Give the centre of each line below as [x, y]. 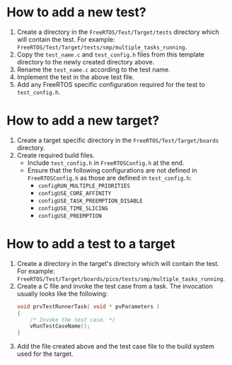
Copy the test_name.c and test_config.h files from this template [110, 54]
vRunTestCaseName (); [60, 326]
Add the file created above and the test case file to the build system [116, 347]
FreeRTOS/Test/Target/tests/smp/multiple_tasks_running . [102, 47]
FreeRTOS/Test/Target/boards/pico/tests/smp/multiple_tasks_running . [121, 278]
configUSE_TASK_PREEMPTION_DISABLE [90, 201]
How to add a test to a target [91, 244]
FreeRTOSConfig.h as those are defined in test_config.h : [109, 178]
